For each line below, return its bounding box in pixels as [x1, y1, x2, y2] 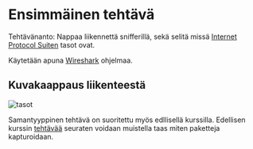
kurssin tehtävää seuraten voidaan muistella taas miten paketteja [8, 123, 220, 132]
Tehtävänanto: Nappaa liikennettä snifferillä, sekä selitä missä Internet [8, 32, 237, 41]
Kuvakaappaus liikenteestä [8, 78, 146, 92]
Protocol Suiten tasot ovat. [8, 40, 95, 49]
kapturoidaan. [8, 132, 54, 141]
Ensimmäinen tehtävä [8, 6, 155, 24]
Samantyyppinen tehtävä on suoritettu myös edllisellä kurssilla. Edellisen [8, 115, 246, 124]
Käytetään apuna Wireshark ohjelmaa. [8, 55, 133, 65]
